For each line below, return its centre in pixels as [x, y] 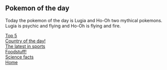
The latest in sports [25, 46]
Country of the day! [25, 41]
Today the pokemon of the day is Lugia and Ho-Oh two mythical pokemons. [84, 20]
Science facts [19, 57]
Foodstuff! [16, 51]
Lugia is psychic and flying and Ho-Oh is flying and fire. [63, 26]
